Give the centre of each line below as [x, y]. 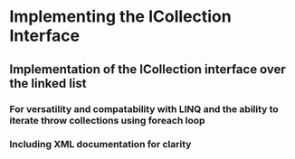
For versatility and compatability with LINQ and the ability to [144, 108]
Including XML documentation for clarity [100, 145]
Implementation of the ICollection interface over [148, 69]
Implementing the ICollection [121, 17]
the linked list [48, 83]
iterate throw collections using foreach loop [107, 120]
